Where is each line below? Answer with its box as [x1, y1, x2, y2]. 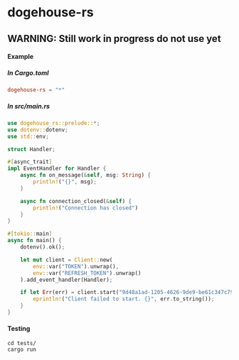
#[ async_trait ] [7, 158, 53, 165]
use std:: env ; [7, 133, 50, 140]
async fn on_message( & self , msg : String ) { [20, 172, 152, 179]
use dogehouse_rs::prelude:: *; [7, 119, 100, 126]
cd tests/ [7, 340, 37, 347]
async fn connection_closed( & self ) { [20, 197, 132, 204]
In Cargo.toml [7, 68, 49, 77]
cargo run [7, 346, 37, 354]
